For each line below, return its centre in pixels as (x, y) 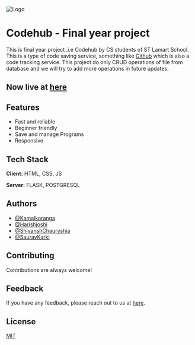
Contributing (30, 256)
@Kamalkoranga (35, 218)
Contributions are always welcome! (49, 270)
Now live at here (36, 87)
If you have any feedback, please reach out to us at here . (76, 303)
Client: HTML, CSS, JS (34, 173)
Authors (22, 204)
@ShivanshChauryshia (42, 230)
